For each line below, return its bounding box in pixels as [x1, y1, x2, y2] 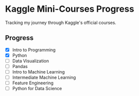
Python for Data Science [12, 86, 63, 92]
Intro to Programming [12, 47, 56, 52]
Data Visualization [12, 58, 49, 64]
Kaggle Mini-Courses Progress [5, 3, 135, 15]
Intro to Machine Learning [12, 69, 65, 74]
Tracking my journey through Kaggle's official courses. [5, 20, 117, 25]
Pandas [12, 63, 28, 69]
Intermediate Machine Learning [12, 74, 76, 80]
